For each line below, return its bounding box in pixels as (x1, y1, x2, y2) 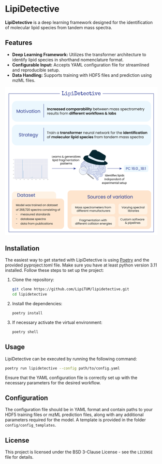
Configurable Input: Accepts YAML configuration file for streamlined (12, 62, 149, 67)
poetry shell (12, 329, 39, 334)
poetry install (12, 311, 43, 316)
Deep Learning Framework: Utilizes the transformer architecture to (12, 51, 147, 57)
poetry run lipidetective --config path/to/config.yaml (5, 365, 120, 371)
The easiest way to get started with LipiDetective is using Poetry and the (5, 257, 149, 263)
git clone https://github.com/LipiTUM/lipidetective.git (12, 287, 130, 292)
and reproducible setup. (12, 67, 60, 73)
